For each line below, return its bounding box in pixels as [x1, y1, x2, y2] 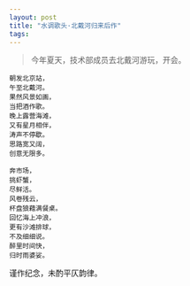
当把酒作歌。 [9, 103, 49, 112]
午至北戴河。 [9, 83, 49, 93]
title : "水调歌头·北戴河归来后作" [9, 21, 122, 30]
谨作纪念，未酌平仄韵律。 [9, 267, 103, 279]
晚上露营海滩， [9, 112, 56, 120]
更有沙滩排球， [9, 223, 56, 232]
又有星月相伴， [9, 121, 56, 130]
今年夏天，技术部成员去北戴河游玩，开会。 [30, 55, 186, 66]
